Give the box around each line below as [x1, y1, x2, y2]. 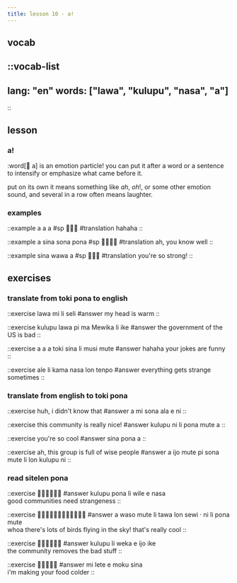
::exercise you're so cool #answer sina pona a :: [7, 434, 146, 443]
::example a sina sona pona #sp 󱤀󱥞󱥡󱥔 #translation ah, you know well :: [7, 238, 214, 247]
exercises [7, 272, 52, 284]
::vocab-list [7, 61, 60, 73]
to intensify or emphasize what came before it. [7, 169, 143, 177]
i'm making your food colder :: [7, 568, 96, 577]
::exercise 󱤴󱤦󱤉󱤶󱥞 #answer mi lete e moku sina [7, 560, 143, 569]
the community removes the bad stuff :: [7, 547, 122, 555]
